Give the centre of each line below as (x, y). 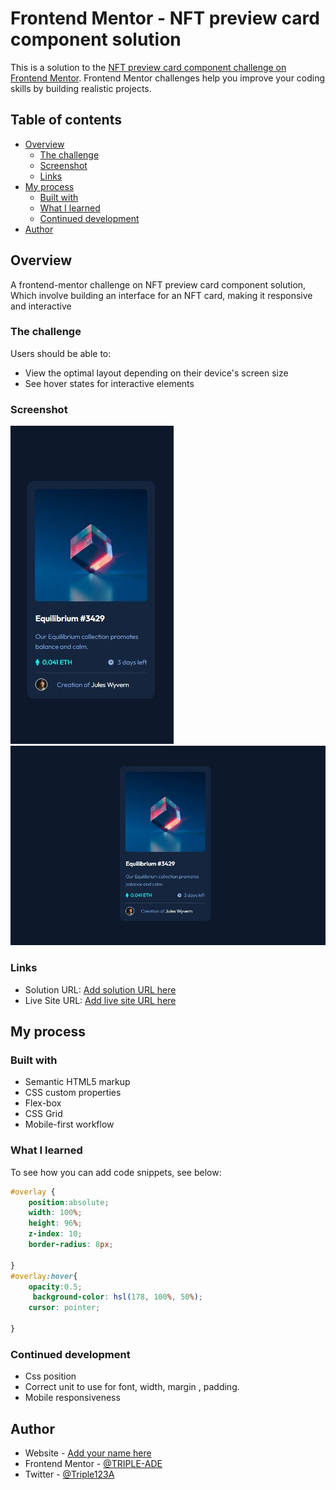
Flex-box (43, 1103)
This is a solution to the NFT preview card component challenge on (148, 67)
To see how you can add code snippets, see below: (116, 1172)
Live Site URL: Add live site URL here (100, 1000)
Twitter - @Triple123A (69, 1474)
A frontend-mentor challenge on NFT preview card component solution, (158, 284)
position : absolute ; (69, 1202)
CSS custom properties (73, 1093)
